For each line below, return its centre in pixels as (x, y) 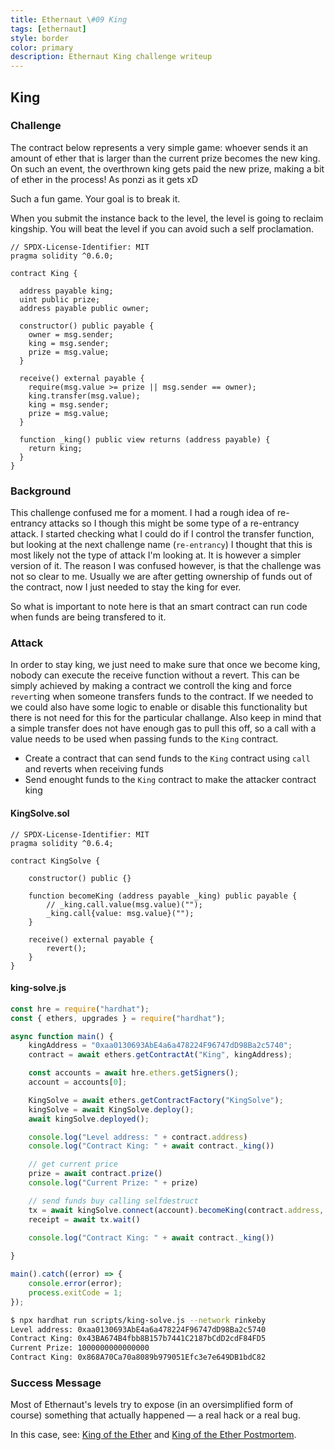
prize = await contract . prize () (95, 1174)
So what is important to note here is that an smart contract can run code (159, 607)
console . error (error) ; (75, 1284)
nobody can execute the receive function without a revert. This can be (155, 675)
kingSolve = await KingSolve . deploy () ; (111, 1109)
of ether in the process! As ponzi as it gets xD (104, 179)
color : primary (42, 47)
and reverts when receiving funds (94, 769)
